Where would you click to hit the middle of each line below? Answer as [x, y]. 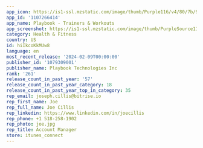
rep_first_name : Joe [32, 101]
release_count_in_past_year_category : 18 [59, 85]
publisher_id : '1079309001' [42, 62]
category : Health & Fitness [42, 34]
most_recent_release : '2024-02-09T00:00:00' [63, 57]
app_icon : [19, 12]
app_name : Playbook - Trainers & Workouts [60, 23]
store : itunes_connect [35, 136]
